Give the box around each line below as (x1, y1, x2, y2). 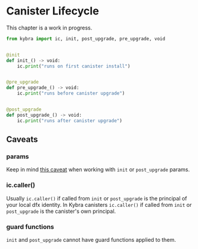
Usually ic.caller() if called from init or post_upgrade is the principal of (6, 194, 188, 202)
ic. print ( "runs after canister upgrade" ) (17, 117, 122, 124)
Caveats (6, 134, 38, 145)
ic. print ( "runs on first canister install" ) (17, 63, 131, 69)
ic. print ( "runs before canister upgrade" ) (17, 90, 125, 97)
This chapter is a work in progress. (6, 24, 92, 31)
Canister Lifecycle (6, 4, 99, 18)
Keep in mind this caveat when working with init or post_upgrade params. (6, 166, 190, 173)
